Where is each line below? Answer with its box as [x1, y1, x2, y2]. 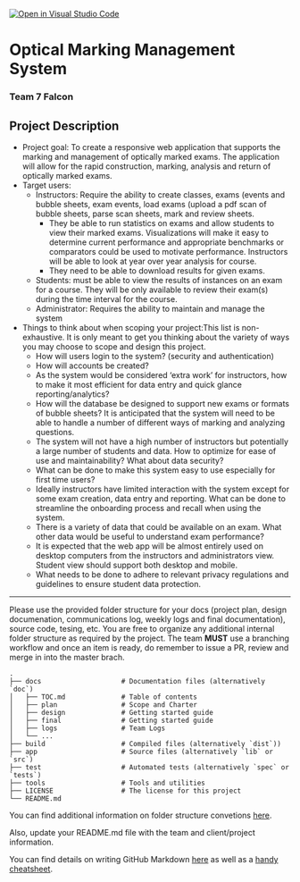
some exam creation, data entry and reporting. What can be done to [35, 492, 286, 504]
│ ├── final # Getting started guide [9, 716, 214, 725]
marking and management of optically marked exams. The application [21, 151, 279, 162]
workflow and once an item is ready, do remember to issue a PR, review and [9, 642, 289, 652]
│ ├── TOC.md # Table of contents [9, 693, 198, 701]
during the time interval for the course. [35, 293, 178, 304]
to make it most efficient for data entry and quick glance [35, 379, 243, 390]
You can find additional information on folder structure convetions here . [9, 810, 272, 820]
